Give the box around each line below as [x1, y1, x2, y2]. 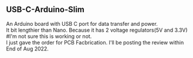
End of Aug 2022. [6, 45, 49, 52]
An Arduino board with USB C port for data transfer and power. [6, 20, 158, 27]
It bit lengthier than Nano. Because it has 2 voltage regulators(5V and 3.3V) [6, 26, 188, 33]
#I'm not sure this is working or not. [6, 32, 92, 40]
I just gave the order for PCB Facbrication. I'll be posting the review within [6, 39, 184, 46]
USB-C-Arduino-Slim [6, 5, 85, 15]
